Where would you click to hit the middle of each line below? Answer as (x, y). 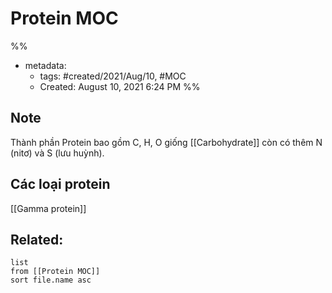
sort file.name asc (51, 280)
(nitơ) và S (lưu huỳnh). (57, 153)
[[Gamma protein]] (48, 208)
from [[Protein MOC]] (55, 272)
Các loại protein (60, 184)
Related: (37, 239)
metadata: (45, 65)
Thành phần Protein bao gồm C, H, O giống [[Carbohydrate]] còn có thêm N (166, 142)
